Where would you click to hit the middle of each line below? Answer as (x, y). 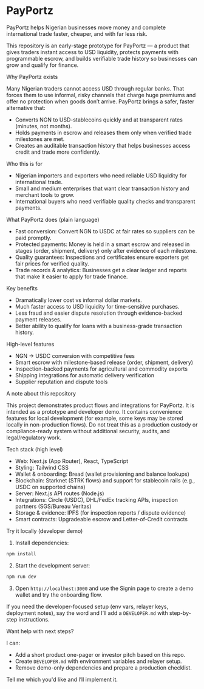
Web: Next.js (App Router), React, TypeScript (72, 461)
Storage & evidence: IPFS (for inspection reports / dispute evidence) (100, 512)
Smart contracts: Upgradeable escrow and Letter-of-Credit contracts (101, 519)
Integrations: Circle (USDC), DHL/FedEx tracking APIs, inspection (96, 499)
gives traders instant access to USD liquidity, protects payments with (93, 52)
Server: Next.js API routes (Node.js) (59, 493)
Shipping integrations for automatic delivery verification (85, 375)
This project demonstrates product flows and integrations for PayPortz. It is (100, 405)
